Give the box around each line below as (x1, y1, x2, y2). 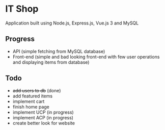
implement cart (12, 98, 45, 105)
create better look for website (12, 120, 75, 126)
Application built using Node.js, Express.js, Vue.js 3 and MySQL (5, 20, 139, 26)
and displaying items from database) (12, 59, 90, 65)
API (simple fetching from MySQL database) (12, 48, 105, 54)
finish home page (12, 103, 49, 110)
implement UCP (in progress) (12, 109, 74, 115)
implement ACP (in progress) (12, 114, 74, 120)
